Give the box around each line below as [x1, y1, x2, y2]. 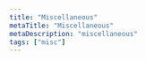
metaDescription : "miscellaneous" [9, 29, 139, 38]
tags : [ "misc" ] [9, 37, 66, 47]
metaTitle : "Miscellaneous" [9, 21, 115, 30]
